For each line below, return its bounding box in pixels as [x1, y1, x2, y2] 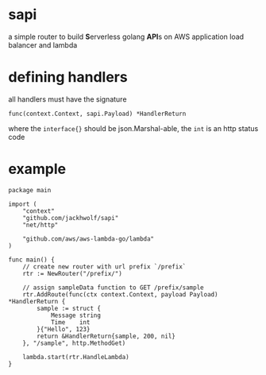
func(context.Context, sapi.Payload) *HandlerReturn [8, 110, 187, 118]
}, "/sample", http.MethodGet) [22, 339, 126, 347]
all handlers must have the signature [8, 94, 127, 104]
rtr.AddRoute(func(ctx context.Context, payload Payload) [22, 290, 218, 299]
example [8, 160, 67, 178]
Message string [50, 311, 102, 319]
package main [8, 186, 52, 194]
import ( [8, 200, 37, 208]
